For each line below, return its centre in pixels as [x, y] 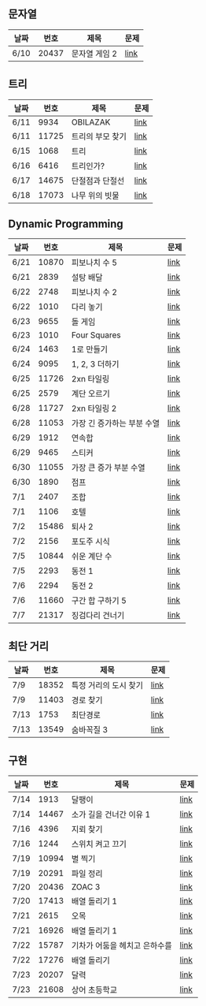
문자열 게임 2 [94, 54]
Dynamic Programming [66, 224]
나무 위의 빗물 [95, 196]
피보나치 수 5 [94, 263]
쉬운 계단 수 [92, 557]
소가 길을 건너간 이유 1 [111, 814]
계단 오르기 [90, 394]
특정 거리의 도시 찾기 [107, 686]
